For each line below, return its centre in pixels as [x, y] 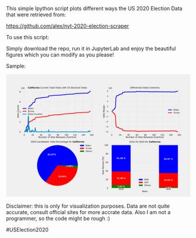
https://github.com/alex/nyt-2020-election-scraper [68, 26]
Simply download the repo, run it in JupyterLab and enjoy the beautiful [91, 48]
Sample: [16, 66]
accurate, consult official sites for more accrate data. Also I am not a [88, 212]
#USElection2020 [27, 229]
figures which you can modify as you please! [60, 55]
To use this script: [27, 37]
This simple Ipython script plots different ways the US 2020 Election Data [94, 8]
